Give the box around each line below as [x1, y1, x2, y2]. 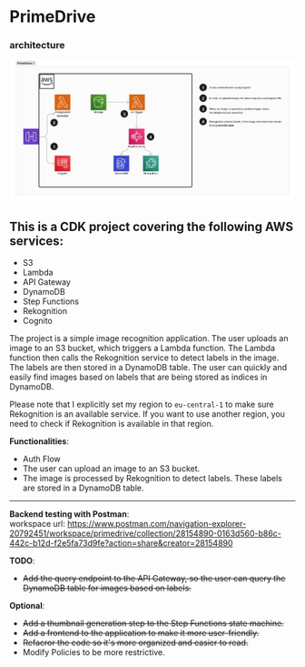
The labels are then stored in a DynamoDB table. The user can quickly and [9, 362, 288, 373]
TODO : [9, 555, 35, 566]
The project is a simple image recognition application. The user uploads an [9, 333, 289, 344]
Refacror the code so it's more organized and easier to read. [22, 637, 249, 648]
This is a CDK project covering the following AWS [9, 218, 293, 234]
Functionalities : [9, 436, 70, 447]
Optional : [9, 601, 45, 611]
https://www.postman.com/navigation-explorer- [66, 519, 247, 530]
